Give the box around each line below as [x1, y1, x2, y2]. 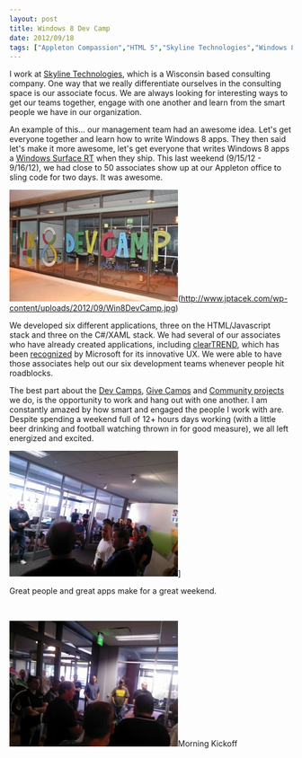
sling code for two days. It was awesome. [9, 172, 164, 183]
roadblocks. [9, 368, 54, 379]
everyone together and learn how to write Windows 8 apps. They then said [9, 134, 286, 145]
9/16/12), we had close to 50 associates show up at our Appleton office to [9, 163, 281, 173]
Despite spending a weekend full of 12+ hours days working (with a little [9, 414, 277, 425]
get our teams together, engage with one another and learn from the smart [9, 97, 286, 108]
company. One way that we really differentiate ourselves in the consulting [9, 78, 281, 89]
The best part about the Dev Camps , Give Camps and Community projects [9, 385, 285, 396]
